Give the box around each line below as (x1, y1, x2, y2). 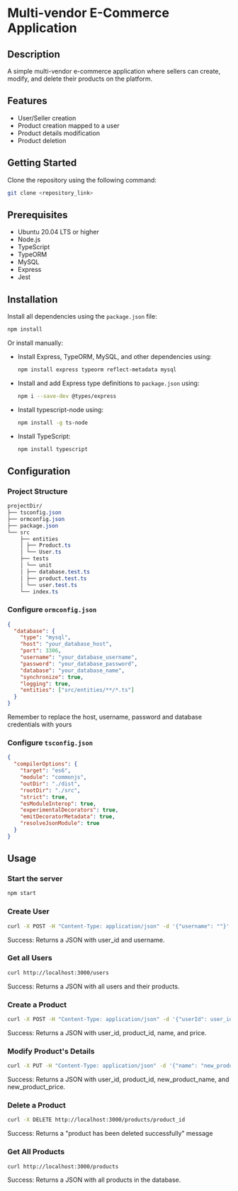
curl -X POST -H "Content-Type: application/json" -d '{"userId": (7, 1015, 208, 1022)
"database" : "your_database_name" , (20, 667, 125, 674)
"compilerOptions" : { (13, 760, 78, 768)
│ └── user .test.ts (20, 581, 78, 588)
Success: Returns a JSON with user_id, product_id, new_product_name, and (7, 1075, 229, 1084)
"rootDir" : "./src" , (20, 787, 81, 794)
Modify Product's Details (7, 1046, 95, 1056)
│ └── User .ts (20, 549, 62, 556)
